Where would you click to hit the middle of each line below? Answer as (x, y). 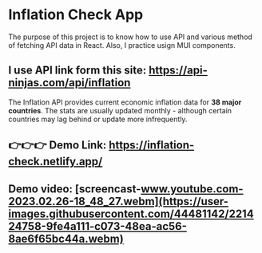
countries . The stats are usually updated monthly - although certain (120, 110)
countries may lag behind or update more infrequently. (98, 119)
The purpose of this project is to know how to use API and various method (131, 37)
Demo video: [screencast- (75, 189)
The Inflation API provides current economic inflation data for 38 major (125, 102)
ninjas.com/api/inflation (69, 83)
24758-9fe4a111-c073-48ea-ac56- (98, 226)
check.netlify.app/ (56, 162)
